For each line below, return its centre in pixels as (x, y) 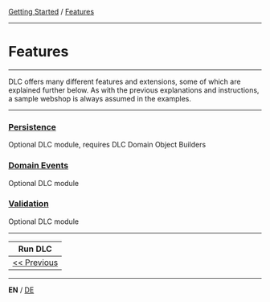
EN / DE (21, 290)
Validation (29, 204)
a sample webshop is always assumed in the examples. (100, 98)
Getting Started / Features (51, 12)
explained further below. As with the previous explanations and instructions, (134, 90)
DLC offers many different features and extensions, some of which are (125, 81)
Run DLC (35, 249)
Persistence (32, 126)
